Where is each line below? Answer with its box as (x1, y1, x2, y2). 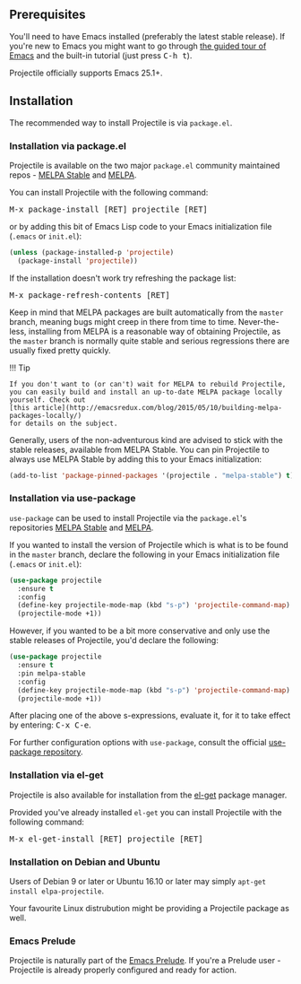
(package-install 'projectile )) (17, 256, 139, 266)
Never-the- (237, 316, 279, 327)
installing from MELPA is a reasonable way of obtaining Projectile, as (28, 326, 281, 336)
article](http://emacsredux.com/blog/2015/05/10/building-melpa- (32, 403, 282, 412)
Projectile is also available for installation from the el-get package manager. (9, 789, 288, 800)
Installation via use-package (9, 492, 136, 505)
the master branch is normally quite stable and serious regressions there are (9, 335, 289, 346)
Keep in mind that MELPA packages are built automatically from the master (9, 307, 284, 318)
